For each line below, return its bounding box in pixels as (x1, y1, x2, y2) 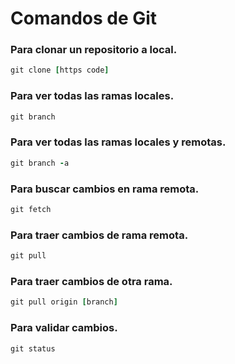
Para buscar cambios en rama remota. (10, 182, 200, 196)
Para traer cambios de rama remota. (10, 228, 189, 242)
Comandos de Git (10, 7, 158, 30)
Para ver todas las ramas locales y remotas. (10, 135, 227, 149)
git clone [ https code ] (10, 65, 110, 76)
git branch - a (10, 158, 70, 168)
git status (10, 343, 56, 354)
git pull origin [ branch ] (10, 297, 118, 307)
